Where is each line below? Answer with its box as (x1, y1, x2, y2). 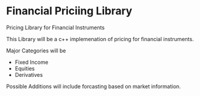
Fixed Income (14, 58, 49, 66)
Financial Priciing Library (6, 4, 133, 18)
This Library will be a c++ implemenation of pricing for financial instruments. (6, 35, 194, 42)
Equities (14, 64, 35, 72)
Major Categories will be (6, 47, 66, 54)
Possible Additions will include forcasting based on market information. (6, 82, 181, 90)
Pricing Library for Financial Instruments (6, 24, 105, 31)
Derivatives (14, 71, 43, 78)
